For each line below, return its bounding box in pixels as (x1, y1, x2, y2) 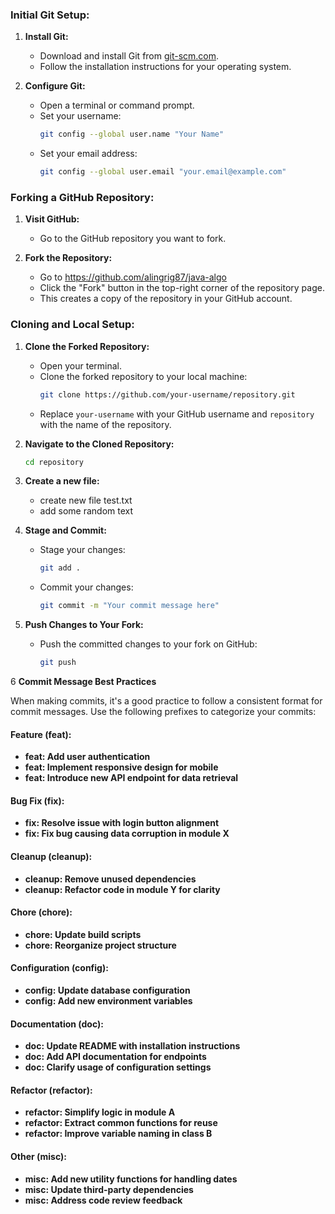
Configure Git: (24, 80, 86, 92)
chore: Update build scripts (24, 928, 142, 940)
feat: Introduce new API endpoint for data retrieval (24, 772, 239, 784)
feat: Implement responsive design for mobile (24, 761, 219, 773)
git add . (39, 563, 82, 573)
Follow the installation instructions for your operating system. (39, 61, 292, 73)
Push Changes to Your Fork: (24, 619, 144, 631)
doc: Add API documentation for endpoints (24, 1051, 207, 1063)
